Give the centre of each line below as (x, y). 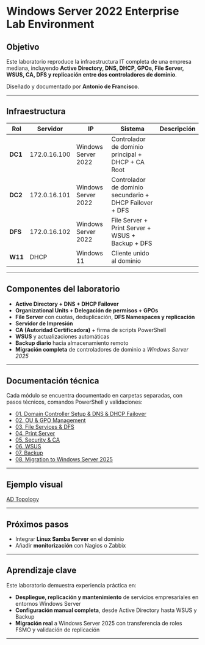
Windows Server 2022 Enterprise (93, 11)
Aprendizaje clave (41, 571)
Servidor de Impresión (44, 323)
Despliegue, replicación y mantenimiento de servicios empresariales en (107, 597)
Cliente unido (130, 253)
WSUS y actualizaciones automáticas (62, 336)
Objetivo (23, 47)
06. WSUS (28, 447)
